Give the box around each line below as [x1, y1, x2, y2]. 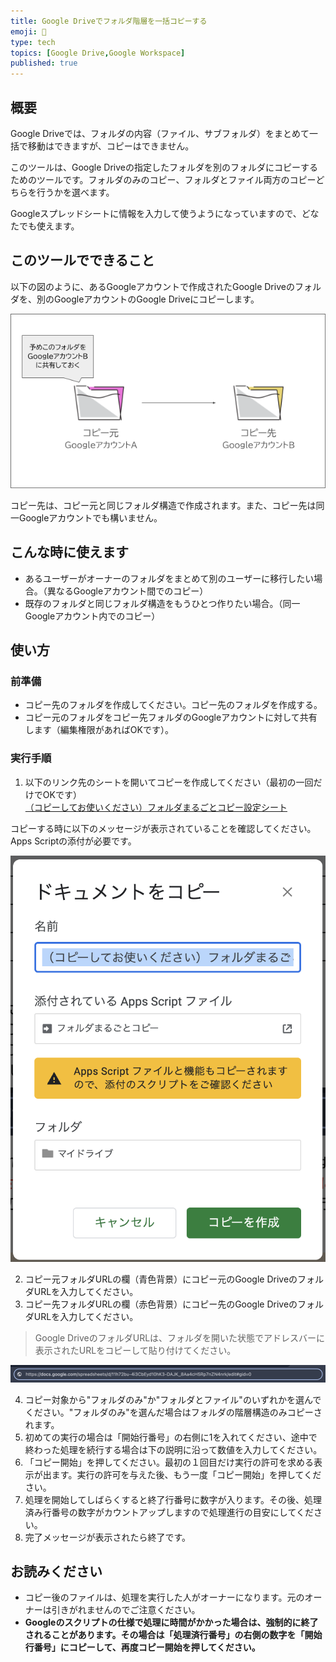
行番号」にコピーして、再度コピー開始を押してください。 [24, 1641, 261, 1654]
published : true [10, 58, 78, 69]
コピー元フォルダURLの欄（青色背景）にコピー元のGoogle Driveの [24, 1273, 298, 1285]
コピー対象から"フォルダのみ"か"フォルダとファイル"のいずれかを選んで [24, 1393, 322, 1405]
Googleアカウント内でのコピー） [24, 610, 161, 622]
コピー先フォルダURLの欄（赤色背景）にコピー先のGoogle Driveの [24, 1298, 298, 1310]
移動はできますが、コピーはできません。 [27, 140, 195, 152]
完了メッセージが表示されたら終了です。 [24, 1531, 192, 1543]
